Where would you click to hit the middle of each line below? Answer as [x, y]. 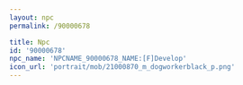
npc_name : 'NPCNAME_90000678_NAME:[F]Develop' [98, 59]
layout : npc [31, 17]
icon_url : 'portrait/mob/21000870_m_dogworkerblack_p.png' [122, 67]
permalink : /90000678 [50, 26]
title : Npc [30, 42]
